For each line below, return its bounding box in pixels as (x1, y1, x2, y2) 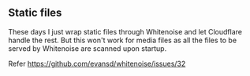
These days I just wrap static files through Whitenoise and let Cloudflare (8, 27, 243, 36)
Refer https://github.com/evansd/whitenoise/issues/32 (8, 59, 186, 68)
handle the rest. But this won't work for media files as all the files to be (8, 35, 237, 45)
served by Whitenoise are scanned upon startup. (8, 43, 167, 53)
